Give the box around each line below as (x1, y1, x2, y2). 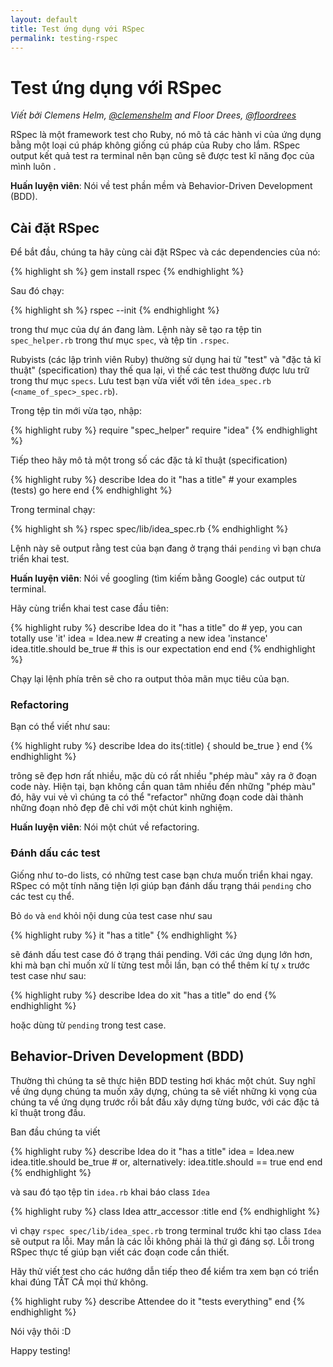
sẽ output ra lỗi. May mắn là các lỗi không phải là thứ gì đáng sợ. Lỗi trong (10, 1235, 315, 1247)
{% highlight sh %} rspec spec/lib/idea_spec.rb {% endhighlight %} (10, 523, 289, 535)
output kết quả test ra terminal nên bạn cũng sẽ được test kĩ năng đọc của (10, 150, 315, 162)
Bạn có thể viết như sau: (10, 721, 111, 733)
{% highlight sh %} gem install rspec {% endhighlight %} (10, 266, 245, 278)
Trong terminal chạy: (10, 504, 96, 516)
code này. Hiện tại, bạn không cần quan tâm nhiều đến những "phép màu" (10, 781, 317, 793)
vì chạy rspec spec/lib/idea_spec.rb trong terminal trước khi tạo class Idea (10, 1224, 322, 1236)
